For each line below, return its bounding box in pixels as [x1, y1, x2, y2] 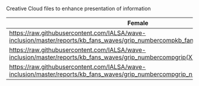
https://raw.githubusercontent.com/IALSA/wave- [9, 29, 146, 37]
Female [127, 19, 149, 27]
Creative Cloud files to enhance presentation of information [6, 5, 151, 12]
